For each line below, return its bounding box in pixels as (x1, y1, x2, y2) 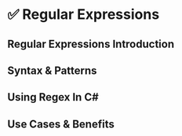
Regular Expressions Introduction (7, 37, 174, 50)
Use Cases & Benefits (7, 117, 115, 130)
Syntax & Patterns (7, 64, 97, 77)
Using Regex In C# (7, 90, 99, 104)
